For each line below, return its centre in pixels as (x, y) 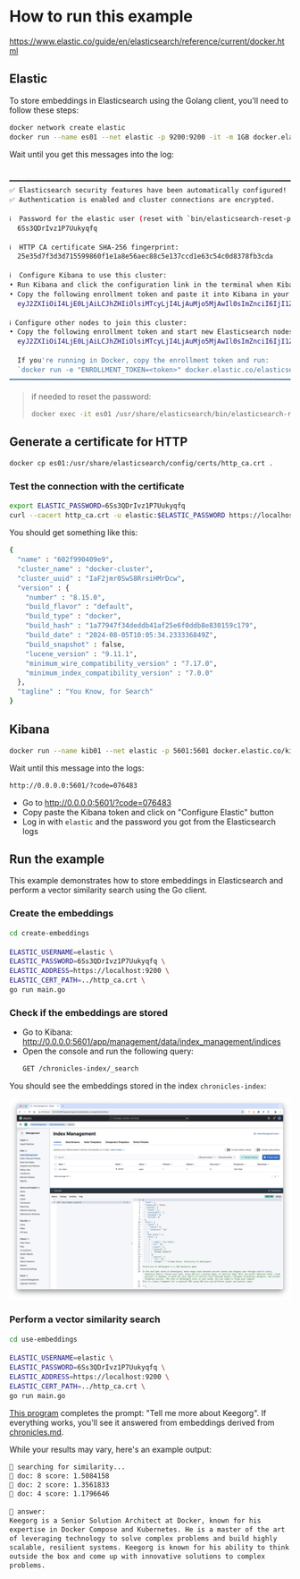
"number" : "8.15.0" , (65, 597)
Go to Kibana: (47, 1032)
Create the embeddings (62, 913)
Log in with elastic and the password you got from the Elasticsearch (149, 822)
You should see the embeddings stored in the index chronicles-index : (138, 1086)
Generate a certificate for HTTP (99, 442)
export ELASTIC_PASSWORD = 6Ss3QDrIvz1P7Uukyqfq (97, 506)
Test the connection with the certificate (97, 487)
